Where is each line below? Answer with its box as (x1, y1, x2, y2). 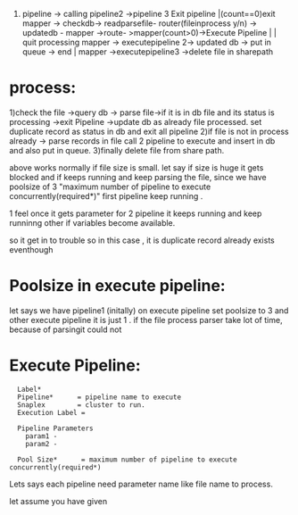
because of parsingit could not (9, 324, 122, 335)
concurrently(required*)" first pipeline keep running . (9, 190, 203, 201)
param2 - (25, 439, 58, 448)
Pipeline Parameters (17, 424, 94, 433)
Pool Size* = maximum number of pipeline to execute (17, 455, 238, 464)
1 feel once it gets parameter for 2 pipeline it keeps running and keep (9, 208, 262, 219)
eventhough (9, 244, 54, 254)
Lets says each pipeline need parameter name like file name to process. (9, 478, 274, 489)
